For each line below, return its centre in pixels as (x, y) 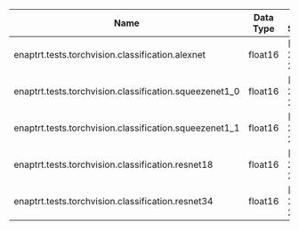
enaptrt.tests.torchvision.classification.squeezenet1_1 (127, 128)
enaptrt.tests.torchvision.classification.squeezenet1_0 (127, 91)
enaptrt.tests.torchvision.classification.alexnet (110, 55)
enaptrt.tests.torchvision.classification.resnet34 (113, 201)
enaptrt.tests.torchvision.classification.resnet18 (113, 165)
